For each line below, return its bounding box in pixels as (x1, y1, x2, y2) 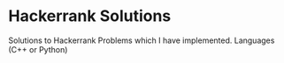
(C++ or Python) (8, 44, 68, 54)
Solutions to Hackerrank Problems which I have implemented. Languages (8, 35, 275, 45)
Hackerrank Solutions (8, 6, 172, 26)
